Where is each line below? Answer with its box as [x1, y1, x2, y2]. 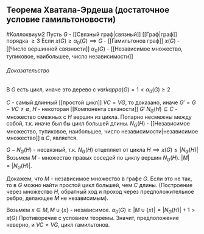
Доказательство [6, 67, 50, 74]
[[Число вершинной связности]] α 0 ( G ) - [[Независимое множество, [6, 45, 183, 54]
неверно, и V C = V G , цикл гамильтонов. [6, 221, 110, 229]
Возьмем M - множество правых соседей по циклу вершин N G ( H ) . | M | [6, 154, 190, 163]
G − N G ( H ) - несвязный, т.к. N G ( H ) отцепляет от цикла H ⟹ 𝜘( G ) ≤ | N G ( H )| [6, 146, 199, 155]
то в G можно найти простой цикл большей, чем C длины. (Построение [6, 182, 193, 189]
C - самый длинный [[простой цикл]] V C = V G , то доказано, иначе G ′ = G [6, 99, 196, 106]
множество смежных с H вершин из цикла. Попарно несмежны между [6, 113, 192, 121]
